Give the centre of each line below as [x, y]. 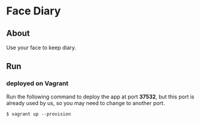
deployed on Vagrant [38, 83]
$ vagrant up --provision [38, 114]
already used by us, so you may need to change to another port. [86, 103]
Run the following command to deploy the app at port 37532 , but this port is [100, 97]
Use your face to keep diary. [41, 47]
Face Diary [34, 11]
